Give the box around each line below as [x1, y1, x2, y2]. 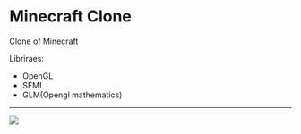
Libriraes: [9, 53, 45, 63]
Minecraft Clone [9, 6, 133, 27]
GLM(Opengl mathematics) [21, 89, 123, 100]
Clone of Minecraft [9, 36, 79, 46]
